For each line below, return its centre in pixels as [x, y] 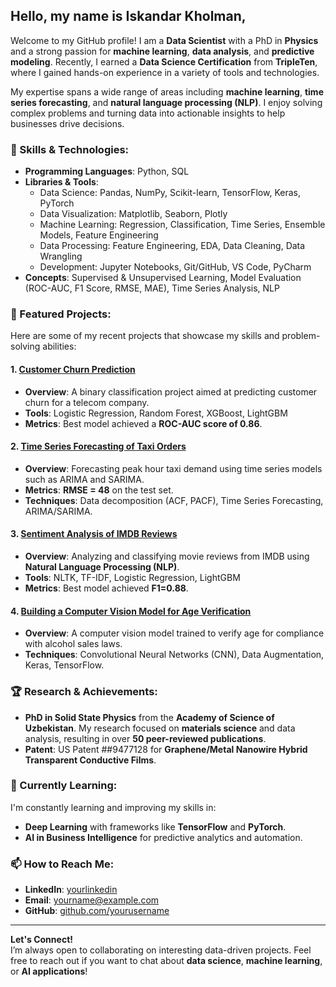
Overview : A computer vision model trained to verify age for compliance [174, 633]
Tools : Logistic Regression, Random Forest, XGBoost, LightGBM [156, 413]
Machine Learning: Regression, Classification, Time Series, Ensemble [182, 225]
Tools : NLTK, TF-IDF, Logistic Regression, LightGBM [132, 578]
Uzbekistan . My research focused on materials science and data [160, 728]
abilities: [59, 346]
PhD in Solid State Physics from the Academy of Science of [149, 717]
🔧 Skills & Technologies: [70, 149]
